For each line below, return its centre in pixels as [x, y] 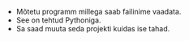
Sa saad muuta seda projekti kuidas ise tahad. [93, 29]
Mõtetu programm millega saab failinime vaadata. [99, 12]
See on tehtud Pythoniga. [58, 20]
